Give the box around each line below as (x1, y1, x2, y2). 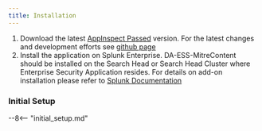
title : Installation (8, 11, 77, 20)
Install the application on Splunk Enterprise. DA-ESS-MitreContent (19, 50, 237, 60)
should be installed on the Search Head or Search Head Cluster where (19, 59, 251, 68)
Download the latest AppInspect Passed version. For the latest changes (19, 33, 255, 43)
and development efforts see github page (19, 41, 157, 52)
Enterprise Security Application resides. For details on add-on (19, 67, 223, 76)
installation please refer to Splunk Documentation (19, 75, 182, 85)
